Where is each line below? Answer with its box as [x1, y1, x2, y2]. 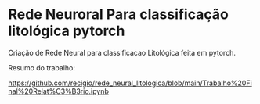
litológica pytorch [8, 22, 125, 40]
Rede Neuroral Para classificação [8, 5, 229, 23]
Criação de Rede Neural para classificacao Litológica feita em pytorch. [8, 48, 237, 57]
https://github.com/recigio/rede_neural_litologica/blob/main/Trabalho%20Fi [8, 78, 252, 88]
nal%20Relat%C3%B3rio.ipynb [8, 86, 110, 95]
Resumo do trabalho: [8, 63, 76, 72]
